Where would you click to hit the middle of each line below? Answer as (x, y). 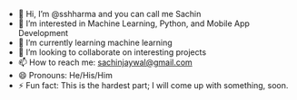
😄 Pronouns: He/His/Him (65, 75)
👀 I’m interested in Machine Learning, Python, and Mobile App (134, 23)
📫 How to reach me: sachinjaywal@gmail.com (105, 62)
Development (43, 33)
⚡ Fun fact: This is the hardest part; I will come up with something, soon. (153, 85)
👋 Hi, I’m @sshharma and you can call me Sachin (109, 14)
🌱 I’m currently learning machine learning (95, 42)
